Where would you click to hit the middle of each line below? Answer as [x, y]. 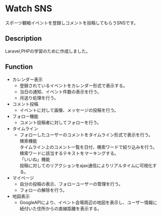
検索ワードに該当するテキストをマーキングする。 [69, 153]
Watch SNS [29, 9]
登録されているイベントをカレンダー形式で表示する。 [74, 85]
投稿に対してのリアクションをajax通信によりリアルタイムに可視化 [86, 165]
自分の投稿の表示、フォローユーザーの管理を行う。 [71, 184]
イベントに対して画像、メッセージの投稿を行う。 [69, 110]
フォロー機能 [25, 116]
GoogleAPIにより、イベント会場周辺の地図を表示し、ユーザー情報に [88, 202]
